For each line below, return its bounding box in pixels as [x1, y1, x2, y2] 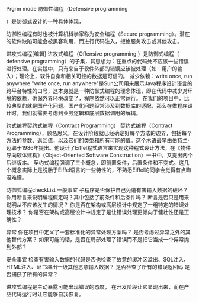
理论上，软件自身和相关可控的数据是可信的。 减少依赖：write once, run [18, 73, 192, 79]
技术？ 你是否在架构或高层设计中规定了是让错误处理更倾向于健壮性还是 [11, 209, 184, 215]
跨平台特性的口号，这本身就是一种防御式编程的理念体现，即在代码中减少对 [6, 88, 188, 94]
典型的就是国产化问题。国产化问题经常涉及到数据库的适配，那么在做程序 [11, 102, 188, 109]
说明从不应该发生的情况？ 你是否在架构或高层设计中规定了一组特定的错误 [6, 201, 184, 208]
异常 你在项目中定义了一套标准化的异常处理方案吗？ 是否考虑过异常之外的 [6, 228, 185, 236]
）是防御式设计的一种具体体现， [6, 18, 84, 25]
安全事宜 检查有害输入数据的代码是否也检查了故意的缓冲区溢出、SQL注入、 [6, 256, 190, 263]
